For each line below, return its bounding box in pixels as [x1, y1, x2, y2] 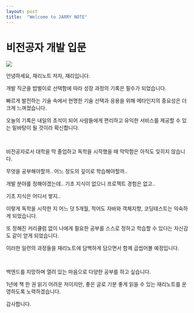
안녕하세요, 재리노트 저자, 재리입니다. [6, 73, 91, 80]
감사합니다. [6, 301, 32, 308]
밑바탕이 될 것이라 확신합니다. [12, 124, 80, 132]
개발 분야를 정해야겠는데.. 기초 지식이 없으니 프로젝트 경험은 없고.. [6, 180, 156, 187]
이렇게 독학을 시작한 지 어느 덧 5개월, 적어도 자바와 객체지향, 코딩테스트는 [6, 205, 173, 212]
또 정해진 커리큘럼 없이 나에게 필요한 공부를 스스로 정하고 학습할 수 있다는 [6, 225, 173, 232]
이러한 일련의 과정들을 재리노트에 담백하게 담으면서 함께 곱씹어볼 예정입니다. [6, 245, 179, 252]
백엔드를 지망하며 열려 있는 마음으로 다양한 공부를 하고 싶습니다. [6, 269, 151, 276]
